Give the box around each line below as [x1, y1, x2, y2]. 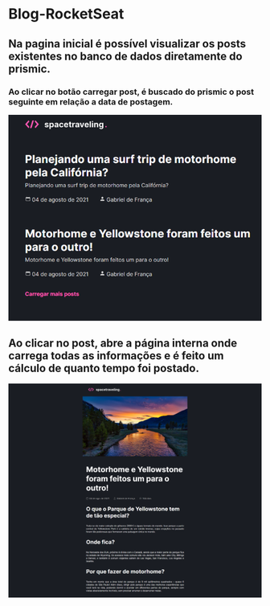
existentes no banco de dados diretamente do [8, 49, 243, 63]
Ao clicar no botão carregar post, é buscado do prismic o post [8, 86, 255, 97]
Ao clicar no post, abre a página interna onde [8, 337, 238, 350]
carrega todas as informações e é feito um [8, 349, 224, 362]
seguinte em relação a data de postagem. [8, 96, 174, 107]
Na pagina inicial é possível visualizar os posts [8, 37, 247, 51]
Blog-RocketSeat [8, 5, 125, 23]
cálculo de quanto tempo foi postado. [8, 362, 199, 375]
